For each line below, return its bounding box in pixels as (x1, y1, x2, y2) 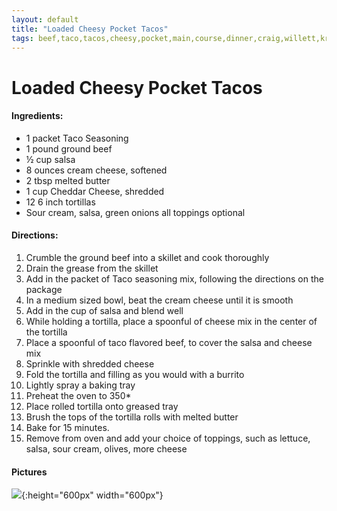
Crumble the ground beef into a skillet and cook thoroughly (25, 251, 270, 263)
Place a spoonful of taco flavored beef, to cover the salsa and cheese (25, 336, 313, 348)
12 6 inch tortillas (25, 196, 96, 208)
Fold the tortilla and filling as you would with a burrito (25, 368, 245, 380)
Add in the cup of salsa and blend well (25, 304, 184, 316)
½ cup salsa (25, 153, 76, 165)
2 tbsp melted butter (25, 174, 111, 186)
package (25, 283, 63, 295)
